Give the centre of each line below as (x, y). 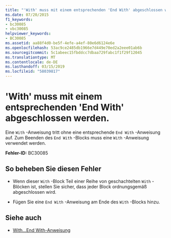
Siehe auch (23, 218)
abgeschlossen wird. (35, 192)
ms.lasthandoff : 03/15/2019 (35, 67)
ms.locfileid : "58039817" (33, 72)
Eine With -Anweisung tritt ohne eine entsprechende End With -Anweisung (83, 132)
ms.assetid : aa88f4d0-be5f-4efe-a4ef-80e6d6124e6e (60, 43)
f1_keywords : (19, 19)
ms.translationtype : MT (31, 57)
